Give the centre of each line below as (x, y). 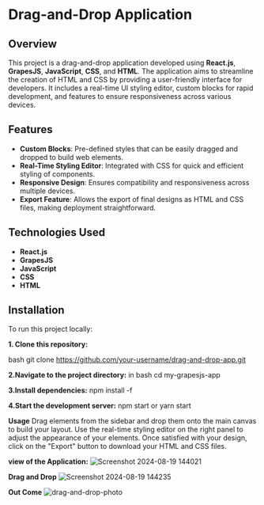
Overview (33, 44)
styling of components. (57, 174)
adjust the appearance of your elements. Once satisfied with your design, (128, 438)
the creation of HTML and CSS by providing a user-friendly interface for (125, 80)
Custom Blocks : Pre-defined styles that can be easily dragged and (129, 149)
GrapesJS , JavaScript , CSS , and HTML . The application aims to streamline (131, 71)
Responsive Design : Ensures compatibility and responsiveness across (134, 182)
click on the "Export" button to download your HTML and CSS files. (117, 446)
